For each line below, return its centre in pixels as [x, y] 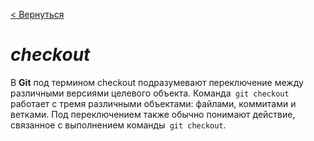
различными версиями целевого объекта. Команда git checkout [150, 93]
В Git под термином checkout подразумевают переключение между [157, 82]
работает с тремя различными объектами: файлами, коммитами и [153, 103]
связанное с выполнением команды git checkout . [118, 125]
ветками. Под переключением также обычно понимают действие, [153, 114]
